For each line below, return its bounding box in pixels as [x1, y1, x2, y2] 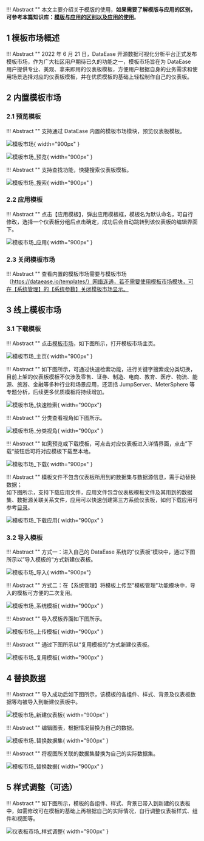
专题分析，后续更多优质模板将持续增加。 [6, 388, 107, 396]
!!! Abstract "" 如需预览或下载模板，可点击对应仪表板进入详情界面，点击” [6, 440, 188, 447]
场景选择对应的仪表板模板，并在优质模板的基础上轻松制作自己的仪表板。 [11, 73, 192, 80]
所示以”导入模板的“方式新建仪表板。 [6, 556, 97, 563]
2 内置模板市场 [6, 92, 62, 103]
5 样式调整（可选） [6, 782, 78, 792]
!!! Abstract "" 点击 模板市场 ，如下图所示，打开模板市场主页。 [6, 340, 159, 347]
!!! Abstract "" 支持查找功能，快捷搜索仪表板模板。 [6, 166, 132, 173]
